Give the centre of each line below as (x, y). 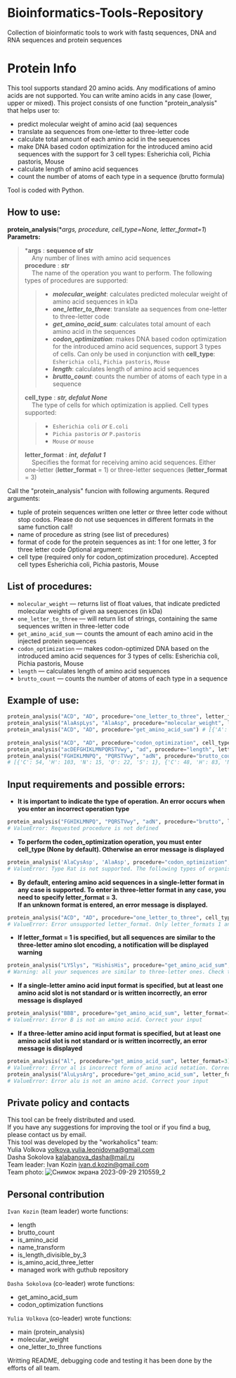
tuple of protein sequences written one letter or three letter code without (122, 511)
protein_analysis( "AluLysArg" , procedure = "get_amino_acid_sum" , (103, 1074)
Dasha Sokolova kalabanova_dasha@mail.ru (71, 1157)
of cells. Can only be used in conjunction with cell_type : (134, 354)
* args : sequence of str (59, 250)
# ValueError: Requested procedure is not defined (83, 828)
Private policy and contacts (68, 1103)
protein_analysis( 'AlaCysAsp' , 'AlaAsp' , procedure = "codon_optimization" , (119, 862)
